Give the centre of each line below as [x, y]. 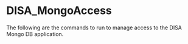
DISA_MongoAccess [59, 11]
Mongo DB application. [35, 34]
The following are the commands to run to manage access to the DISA [94, 28]
